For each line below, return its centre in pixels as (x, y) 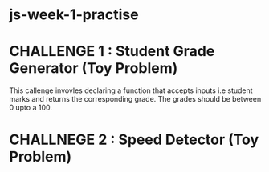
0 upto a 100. (31, 108)
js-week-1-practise (74, 15)
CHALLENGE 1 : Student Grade (112, 52)
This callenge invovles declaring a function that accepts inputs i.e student (131, 90)
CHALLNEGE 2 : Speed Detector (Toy (134, 140)
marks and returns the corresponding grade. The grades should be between (135, 99)
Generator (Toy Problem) (94, 68)
